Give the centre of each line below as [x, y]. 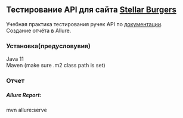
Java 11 [15, 59]
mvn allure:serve [27, 110]
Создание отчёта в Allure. [39, 30]
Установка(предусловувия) [48, 46]
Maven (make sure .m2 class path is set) [56, 66]
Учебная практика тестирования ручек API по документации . [84, 24]
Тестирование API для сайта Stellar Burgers [91, 10]
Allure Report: [24, 95]
